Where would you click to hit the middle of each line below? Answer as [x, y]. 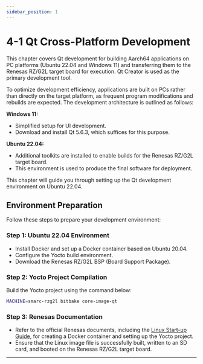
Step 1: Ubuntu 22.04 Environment [58, 235]
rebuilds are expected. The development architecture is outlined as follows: [100, 102]
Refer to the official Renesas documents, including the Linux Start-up [101, 330]
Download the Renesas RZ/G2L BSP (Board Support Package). [93, 261]
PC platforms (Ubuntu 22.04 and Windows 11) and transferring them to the [99, 65]
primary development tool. [39, 78]
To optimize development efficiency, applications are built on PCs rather [96, 89]
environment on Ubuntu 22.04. [44, 186]
